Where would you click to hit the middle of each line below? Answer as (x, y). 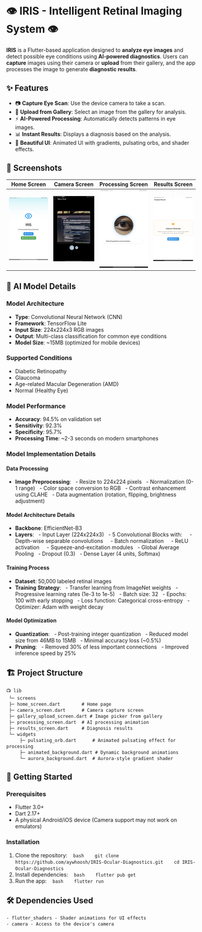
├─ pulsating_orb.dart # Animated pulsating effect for (98, 740)
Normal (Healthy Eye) (41, 390)
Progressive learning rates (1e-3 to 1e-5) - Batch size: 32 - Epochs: (101, 594)
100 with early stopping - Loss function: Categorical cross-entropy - (103, 600)
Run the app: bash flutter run (59, 881)
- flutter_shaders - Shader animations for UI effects (76, 918)
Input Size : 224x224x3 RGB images (59, 329)
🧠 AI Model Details (41, 287)
